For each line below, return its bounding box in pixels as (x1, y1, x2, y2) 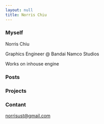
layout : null (5, 7, 33, 13)
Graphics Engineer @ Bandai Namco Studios (5, 51, 99, 57)
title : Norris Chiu (5, 12, 47, 17)
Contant (5, 101, 27, 108)
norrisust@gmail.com (5, 112, 51, 118)
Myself (5, 29, 24, 36)
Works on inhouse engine (5, 60, 59, 67)
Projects (5, 87, 27, 94)
